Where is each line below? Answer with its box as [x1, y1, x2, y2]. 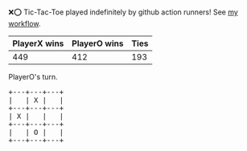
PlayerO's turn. [8, 72, 58, 81]
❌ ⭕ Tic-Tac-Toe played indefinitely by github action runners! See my [8, 7, 239, 17]
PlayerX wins [12, 38, 64, 49]
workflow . [8, 19, 41, 28]
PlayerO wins [72, 38, 124, 49]
